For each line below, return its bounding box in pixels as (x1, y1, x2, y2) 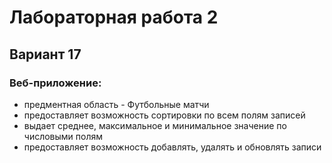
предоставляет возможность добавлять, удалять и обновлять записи (23, 141, 322, 153)
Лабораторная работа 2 (9, 6, 219, 29)
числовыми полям (23, 130, 104, 142)
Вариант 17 (9, 46, 82, 63)
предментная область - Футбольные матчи (23, 98, 210, 110)
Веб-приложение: (9, 76, 102, 90)
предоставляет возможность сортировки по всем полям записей (23, 109, 306, 121)
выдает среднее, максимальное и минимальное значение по (23, 119, 287, 131)
